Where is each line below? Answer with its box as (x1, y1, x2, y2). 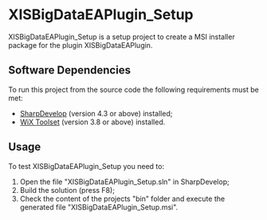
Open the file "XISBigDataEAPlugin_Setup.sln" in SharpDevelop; (19, 177, 230, 187)
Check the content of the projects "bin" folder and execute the (19, 194, 226, 203)
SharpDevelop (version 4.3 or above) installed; (19, 108, 173, 118)
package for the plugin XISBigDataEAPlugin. (8, 40, 153, 49)
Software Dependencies (8, 64, 132, 77)
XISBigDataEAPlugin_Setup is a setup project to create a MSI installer (8, 32, 235, 41)
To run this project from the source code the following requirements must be (8, 84, 259, 94)
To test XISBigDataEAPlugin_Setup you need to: (8, 161, 165, 171)
